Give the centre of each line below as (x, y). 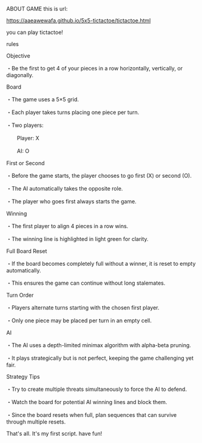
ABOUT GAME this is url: (37, 9)
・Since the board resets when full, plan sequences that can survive (92, 415)
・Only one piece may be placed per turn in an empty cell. (79, 320)
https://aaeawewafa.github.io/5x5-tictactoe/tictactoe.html (79, 20)
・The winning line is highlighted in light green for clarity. (77, 239)
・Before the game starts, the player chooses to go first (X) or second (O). (99, 176)
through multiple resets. (36, 422)
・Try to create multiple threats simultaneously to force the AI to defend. (96, 389)
